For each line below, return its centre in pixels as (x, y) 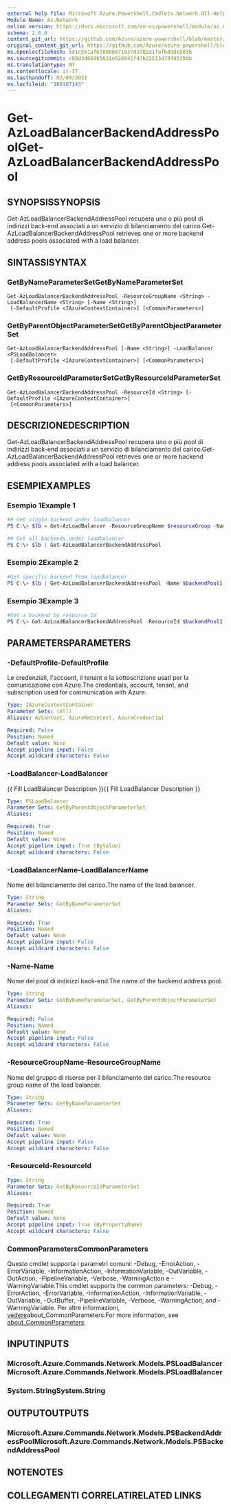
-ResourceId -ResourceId (49, 1166)
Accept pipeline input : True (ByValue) (64, 845)
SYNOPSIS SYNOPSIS (54, 202)
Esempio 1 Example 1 (41, 505)
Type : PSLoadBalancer (38, 801)
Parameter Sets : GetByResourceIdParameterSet (73, 1187)
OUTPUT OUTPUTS (48, 1413)
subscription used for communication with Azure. (77, 692)
